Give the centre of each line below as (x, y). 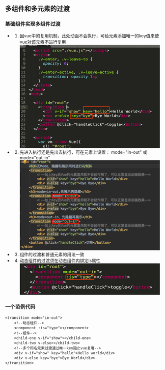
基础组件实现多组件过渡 (33, 24)
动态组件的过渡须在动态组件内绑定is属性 (60, 260)
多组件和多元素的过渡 (37, 9)
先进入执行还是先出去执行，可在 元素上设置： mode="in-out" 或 (83, 152)
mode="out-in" (35, 158)
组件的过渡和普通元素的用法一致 (52, 254)
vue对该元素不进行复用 (43, 42)
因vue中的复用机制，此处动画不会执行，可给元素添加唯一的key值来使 (89, 35)
